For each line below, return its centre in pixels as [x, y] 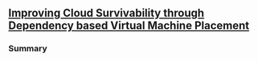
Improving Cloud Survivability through [106, 13]
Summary [28, 49]
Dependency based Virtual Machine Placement [129, 26]
